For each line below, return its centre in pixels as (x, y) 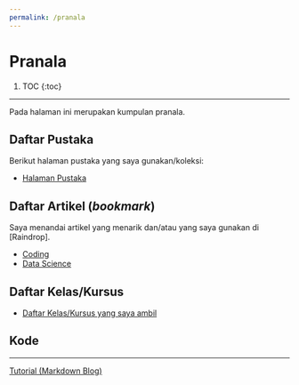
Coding (36, 254)
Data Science (47, 264)
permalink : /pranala (48, 17)
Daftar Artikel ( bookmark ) (82, 206)
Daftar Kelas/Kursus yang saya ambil (89, 313)
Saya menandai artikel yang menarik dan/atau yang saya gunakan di (134, 228)
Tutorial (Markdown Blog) (56, 371)
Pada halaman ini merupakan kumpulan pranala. (97, 111)
